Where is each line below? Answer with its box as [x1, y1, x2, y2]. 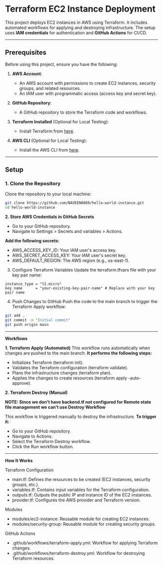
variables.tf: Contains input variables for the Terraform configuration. [12, 487, 150, 493]
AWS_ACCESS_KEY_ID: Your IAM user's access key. [12, 247, 116, 253]
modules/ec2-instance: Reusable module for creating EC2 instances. [12, 516, 150, 522]
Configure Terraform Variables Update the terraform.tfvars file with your [12, 267, 156, 273]
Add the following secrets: [5, 238, 60, 244]
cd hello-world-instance [5, 205, 55, 210]
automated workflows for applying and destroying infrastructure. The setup [5, 24, 156, 30]
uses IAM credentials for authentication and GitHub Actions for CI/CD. [5, 30, 147, 35]
